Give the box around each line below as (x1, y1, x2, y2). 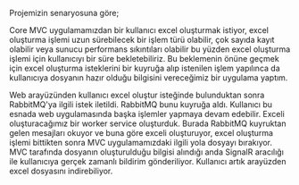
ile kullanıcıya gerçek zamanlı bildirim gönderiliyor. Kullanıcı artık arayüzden (9, 156, 287, 166)
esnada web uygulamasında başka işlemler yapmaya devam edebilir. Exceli (9, 109, 286, 119)
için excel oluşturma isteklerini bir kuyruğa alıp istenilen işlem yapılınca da (9, 63, 281, 73)
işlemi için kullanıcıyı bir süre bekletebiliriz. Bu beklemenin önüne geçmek (9, 54, 279, 63)
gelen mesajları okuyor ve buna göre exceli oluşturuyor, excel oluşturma (9, 128, 274, 138)
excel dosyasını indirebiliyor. (9, 165, 113, 176)
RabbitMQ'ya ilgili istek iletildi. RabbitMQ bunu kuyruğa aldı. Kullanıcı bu (9, 99, 272, 110)
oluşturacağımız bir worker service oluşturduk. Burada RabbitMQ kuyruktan (9, 118, 287, 129)
